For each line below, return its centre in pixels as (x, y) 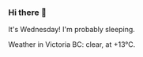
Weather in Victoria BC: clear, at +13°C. (72, 45)
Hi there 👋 (28, 12)
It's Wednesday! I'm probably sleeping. (72, 30)
